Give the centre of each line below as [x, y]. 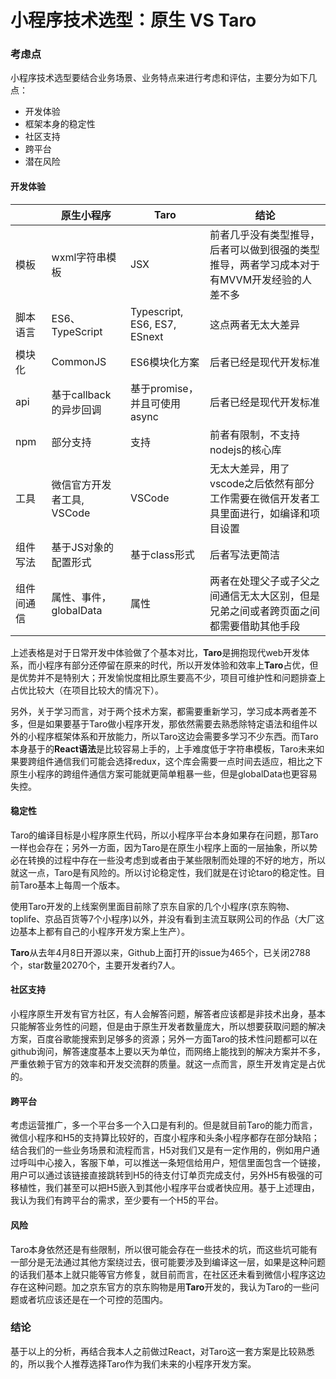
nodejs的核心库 [245, 449]
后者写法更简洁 [244, 554]
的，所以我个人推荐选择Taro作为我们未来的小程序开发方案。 [133, 1363]
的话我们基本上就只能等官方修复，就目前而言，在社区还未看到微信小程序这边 [168, 1274]
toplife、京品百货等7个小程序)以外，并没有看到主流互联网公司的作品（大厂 [163, 918]
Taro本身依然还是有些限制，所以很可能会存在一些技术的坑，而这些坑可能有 [164, 1249]
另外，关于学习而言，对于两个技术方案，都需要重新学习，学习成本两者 [155, 711]
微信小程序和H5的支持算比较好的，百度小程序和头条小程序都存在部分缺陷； [165, 1138]
